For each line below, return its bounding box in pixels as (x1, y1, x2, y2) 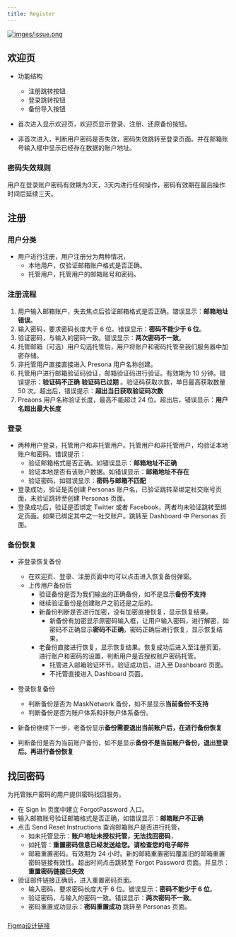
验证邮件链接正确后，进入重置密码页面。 (17, 876, 136, 885)
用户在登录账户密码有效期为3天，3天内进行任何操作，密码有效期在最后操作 (7, 180, 226, 189)
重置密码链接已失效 (28, 867, 85, 875)
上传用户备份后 (28, 581, 72, 590)
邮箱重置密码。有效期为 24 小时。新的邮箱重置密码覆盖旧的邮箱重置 (28, 849, 225, 858)
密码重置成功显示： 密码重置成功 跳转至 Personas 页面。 (28, 902, 191, 911)
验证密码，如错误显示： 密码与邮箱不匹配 (28, 477, 146, 485)
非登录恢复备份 (17, 557, 61, 566)
